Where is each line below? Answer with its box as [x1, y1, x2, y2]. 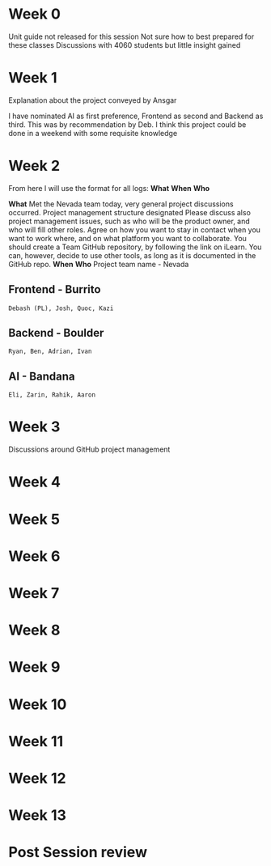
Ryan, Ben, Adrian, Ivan [8, 347, 92, 356]
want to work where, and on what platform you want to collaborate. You [8, 233, 247, 243]
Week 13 [8, 806, 67, 825]
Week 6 [8, 547, 61, 565]
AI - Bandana [8, 369, 75, 383]
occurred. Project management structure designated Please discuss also [8, 207, 251, 217]
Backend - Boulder [8, 326, 104, 340]
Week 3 [8, 418, 61, 436]
